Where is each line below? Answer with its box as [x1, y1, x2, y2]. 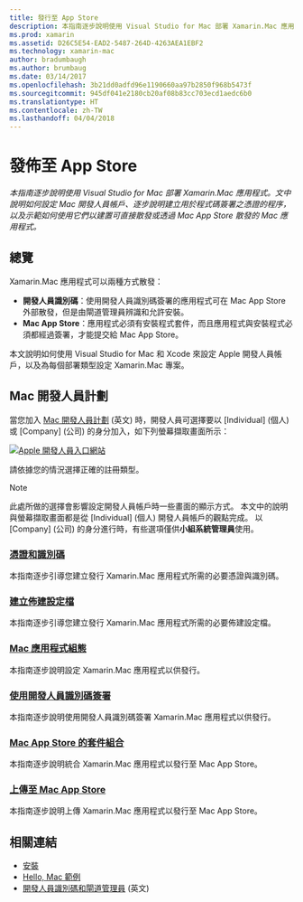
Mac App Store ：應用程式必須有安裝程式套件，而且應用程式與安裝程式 [22, 317, 286, 328]
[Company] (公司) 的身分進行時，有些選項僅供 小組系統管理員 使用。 [9, 523, 259, 534]
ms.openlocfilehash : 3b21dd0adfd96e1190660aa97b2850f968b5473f [9, 80, 252, 89]
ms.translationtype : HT [9, 97, 99, 107]
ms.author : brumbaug [9, 64, 87, 73]
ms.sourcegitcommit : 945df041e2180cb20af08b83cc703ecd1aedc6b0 [9, 89, 252, 98]
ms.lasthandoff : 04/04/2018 [9, 114, 115, 123]
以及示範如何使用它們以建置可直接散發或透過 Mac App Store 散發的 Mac [9, 210, 278, 221]
